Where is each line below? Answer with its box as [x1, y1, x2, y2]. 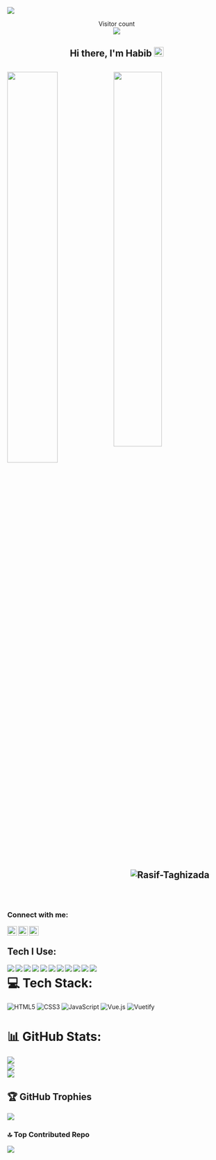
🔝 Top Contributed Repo [7, 1130, 90, 1140]
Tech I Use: [7, 946, 57, 957]
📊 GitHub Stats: [7, 1028, 102, 1044]
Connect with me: [7, 909, 69, 919]
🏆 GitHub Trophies [7, 1090, 92, 1103]
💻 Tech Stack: [7, 975, 93, 991]
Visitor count [98, 19, 135, 28]
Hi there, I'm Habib [69, 47, 152, 59]
